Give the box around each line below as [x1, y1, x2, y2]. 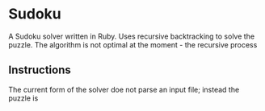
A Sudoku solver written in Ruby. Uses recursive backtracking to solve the [8, 31, 255, 41]
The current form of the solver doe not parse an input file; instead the [8, 84, 240, 94]
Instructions [8, 64, 71, 77]
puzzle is [8, 93, 39, 103]
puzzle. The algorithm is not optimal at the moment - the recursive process [8, 39, 258, 49]
